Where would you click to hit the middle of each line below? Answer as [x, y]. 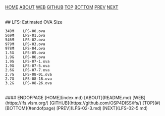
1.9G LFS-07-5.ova [27, 66]
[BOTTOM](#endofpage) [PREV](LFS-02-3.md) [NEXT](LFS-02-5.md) [76, 108]
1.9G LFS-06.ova [25, 57]
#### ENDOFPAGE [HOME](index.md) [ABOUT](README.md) [68, 98]
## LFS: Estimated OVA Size [34, 22]
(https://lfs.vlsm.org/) [27, 103]
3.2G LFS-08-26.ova [28, 83]
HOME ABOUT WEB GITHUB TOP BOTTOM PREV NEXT [62, 7]
